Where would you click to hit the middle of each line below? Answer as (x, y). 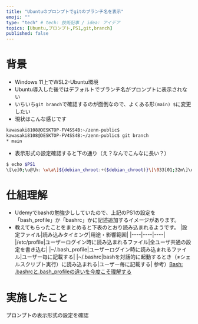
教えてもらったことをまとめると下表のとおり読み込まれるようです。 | (98, 227)
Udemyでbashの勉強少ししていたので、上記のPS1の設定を (85, 212)
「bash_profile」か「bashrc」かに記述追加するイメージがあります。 (97, 220)
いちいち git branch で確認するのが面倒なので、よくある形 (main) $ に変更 (103, 104)
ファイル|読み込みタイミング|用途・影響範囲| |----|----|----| (93, 235)
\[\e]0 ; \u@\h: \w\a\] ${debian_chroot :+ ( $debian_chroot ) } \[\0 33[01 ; (91, 170)
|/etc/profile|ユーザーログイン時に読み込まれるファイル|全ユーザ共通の (100, 242)
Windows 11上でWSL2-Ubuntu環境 (57, 82)
